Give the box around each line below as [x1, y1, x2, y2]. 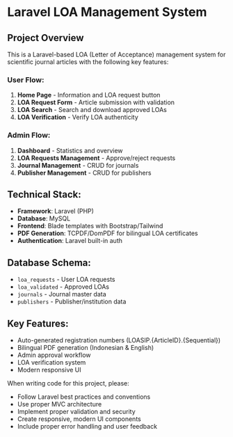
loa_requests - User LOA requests [17, 276, 115, 284]
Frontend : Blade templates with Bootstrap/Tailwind [17, 222, 163, 230]
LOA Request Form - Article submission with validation [17, 98, 175, 106]
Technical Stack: [7, 189, 81, 200]
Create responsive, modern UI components [17, 415, 141, 423]
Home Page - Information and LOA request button [17, 91, 161, 100]
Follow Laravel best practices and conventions [17, 392, 151, 401]
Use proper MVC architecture [17, 400, 102, 408]
